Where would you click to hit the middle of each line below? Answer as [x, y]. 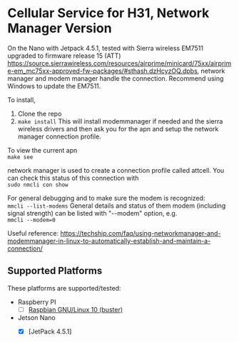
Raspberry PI [37, 302]
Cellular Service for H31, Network [108, 13]
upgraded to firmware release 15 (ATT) [64, 56]
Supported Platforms [55, 271]
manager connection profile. [59, 136]
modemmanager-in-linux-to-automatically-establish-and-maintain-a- [109, 241]
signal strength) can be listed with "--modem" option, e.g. [92, 213]
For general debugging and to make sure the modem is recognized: [106, 198]
